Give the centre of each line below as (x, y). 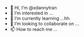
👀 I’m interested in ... (32, 13)
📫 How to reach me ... (34, 29)
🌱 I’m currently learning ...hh (40, 18)
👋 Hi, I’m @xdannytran (33, 8)
